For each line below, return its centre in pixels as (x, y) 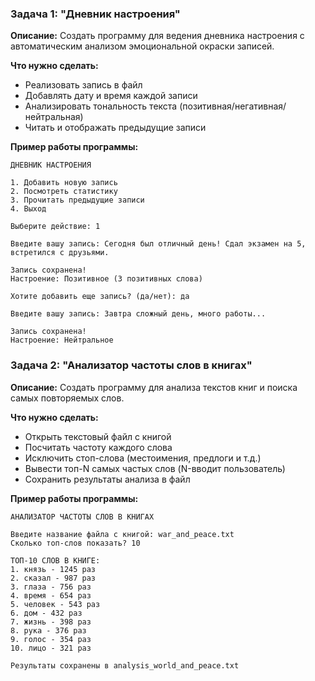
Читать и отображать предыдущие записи (115, 128)
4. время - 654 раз (51, 595)
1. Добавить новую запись (64, 183)
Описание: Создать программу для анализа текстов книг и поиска (154, 387)
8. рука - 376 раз (48, 630)
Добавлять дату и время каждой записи (111, 96)
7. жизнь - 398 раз (51, 622)
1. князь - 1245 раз (53, 569)
